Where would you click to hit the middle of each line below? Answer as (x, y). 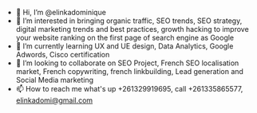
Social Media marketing (55, 80)
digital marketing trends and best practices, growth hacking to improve (132, 29)
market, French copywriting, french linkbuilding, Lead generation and (129, 71)
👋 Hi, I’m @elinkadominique (61, 12)
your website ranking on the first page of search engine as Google (125, 37)
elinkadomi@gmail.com (54, 100)
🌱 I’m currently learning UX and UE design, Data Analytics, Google (125, 46)
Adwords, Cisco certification (63, 55)
